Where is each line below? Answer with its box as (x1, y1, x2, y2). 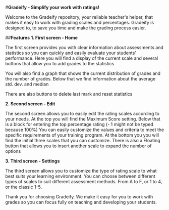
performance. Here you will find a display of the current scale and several (5, 55, 158, 61)
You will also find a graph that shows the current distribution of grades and (5, 70, 160, 76)
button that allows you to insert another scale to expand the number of (5, 143, 152, 149)
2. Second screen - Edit (5, 101, 55, 107)
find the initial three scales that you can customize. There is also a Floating (5, 138, 160, 143)
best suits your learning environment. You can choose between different (5, 173, 155, 179)
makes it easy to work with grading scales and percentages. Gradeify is (5, 20, 154, 25)
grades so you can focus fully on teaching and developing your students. (5, 199, 157, 205)
